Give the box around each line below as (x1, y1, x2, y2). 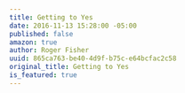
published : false (9, 29, 74, 38)
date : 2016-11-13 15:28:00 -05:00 (9, 21, 138, 30)
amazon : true (9, 37, 58, 47)
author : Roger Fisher (9, 46, 90, 55)
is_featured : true (9, 71, 77, 80)
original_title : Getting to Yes (9, 63, 129, 72)
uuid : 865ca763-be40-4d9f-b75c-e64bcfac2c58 (9, 54, 177, 63)
